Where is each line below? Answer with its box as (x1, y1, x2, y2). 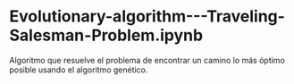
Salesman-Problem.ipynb (9, 25, 204, 46)
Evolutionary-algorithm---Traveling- (9, 6, 286, 27)
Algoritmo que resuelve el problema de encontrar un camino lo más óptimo (9, 55, 286, 65)
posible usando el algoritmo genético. (9, 64, 148, 75)
